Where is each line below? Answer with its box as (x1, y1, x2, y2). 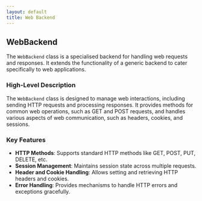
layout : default (6, 8, 47, 15)
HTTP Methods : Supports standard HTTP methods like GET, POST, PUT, (14, 149, 196, 156)
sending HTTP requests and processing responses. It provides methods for (6, 101, 194, 108)
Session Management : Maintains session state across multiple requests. (14, 162, 197, 170)
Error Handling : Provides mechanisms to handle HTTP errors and (14, 181, 178, 188)
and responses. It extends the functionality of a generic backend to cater (6, 59, 188, 67)
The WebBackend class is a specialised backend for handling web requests (6, 53, 188, 61)
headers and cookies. (14, 175, 69, 182)
